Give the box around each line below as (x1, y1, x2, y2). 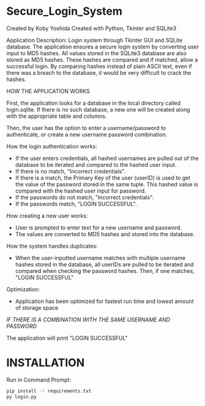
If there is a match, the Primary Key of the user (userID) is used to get (15, 174, 191, 182)
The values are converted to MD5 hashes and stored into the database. (15, 230, 195, 237)
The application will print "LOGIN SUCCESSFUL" (6, 334, 129, 342)
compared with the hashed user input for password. (15, 187, 146, 194)
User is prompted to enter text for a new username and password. (15, 224, 182, 231)
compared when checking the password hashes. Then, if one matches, (15, 267, 195, 274)
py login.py (6, 394, 37, 400)
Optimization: (6, 285, 40, 293)
